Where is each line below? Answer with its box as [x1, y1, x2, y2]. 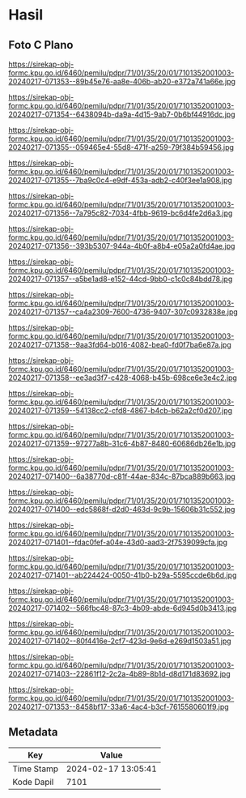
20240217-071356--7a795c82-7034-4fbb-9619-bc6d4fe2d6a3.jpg [8, 208, 233, 218]
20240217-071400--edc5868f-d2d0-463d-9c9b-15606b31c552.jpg [8, 505, 235, 514]
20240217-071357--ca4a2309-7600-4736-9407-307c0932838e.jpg [8, 307, 239, 317]
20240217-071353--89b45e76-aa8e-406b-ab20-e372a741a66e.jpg [8, 77, 236, 86]
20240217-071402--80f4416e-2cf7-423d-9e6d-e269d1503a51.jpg [8, 636, 232, 646]
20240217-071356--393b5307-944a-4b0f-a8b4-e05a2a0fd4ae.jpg [8, 241, 235, 250]
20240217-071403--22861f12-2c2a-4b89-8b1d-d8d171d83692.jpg [8, 669, 231, 678]
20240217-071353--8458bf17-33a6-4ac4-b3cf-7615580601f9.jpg [8, 702, 229, 711]
